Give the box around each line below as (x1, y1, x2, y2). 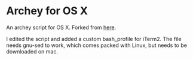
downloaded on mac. (6, 48, 59, 55)
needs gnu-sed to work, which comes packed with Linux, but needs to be (6, 42, 187, 49)
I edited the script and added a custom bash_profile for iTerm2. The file (6, 35, 182, 42)
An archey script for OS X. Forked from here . (6, 24, 117, 31)
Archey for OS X (6, 4, 88, 18)
